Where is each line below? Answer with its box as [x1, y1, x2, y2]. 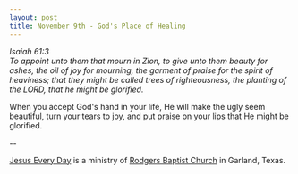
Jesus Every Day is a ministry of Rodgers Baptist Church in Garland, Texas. [9, 154, 286, 165]
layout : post [9, 12, 58, 22]
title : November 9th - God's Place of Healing [9, 21, 186, 30]
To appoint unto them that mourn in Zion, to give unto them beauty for [9, 55, 268, 66]
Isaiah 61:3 [9, 46, 49, 56]
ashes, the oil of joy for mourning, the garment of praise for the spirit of [9, 64, 273, 76]
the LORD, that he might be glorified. [9, 84, 144, 95]
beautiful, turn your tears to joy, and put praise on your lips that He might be [9, 111, 289, 121]
